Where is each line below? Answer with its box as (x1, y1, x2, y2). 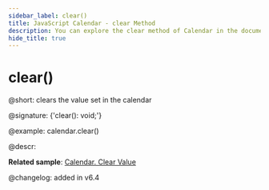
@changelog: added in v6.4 (8, 173, 100, 183)
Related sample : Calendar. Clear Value (8, 157, 136, 167)
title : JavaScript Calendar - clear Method (8, 19, 156, 27)
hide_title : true (8, 34, 66, 42)
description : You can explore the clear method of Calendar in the (8, 26, 239, 34)
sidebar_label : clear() (8, 11, 88, 20)
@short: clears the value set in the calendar (8, 95, 152, 105)
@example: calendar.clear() (8, 126, 99, 136)
